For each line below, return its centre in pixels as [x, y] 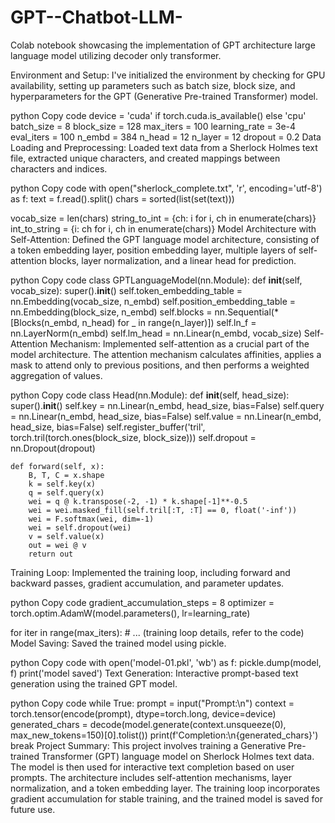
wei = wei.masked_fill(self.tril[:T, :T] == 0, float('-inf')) [163, 510]
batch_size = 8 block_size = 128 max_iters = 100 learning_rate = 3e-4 [153, 126]
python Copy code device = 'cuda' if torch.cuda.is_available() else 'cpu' [158, 115]
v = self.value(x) [66, 536]
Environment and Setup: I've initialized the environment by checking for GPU [168, 75]
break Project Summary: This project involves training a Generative [148, 745]
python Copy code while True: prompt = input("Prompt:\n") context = [152, 703]
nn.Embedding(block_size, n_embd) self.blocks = [111, 312]
